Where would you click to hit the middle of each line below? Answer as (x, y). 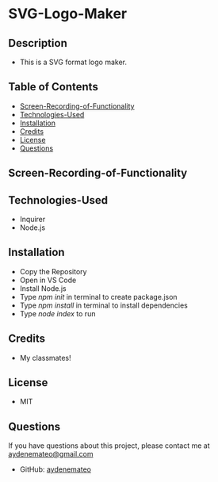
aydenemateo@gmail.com (51, 454)
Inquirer (33, 220)
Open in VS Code (48, 280)
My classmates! (45, 358)
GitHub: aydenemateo (55, 469)
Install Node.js (43, 288)
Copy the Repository (53, 271)
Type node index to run (57, 313)
